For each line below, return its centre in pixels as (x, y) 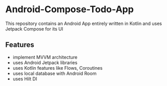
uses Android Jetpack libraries (45, 63)
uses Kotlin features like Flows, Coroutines (58, 68)
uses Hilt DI (25, 79)
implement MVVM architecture (45, 57)
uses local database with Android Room (55, 73)
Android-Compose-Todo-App (70, 9)
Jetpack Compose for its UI (34, 28)
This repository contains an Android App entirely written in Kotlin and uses (84, 23)
